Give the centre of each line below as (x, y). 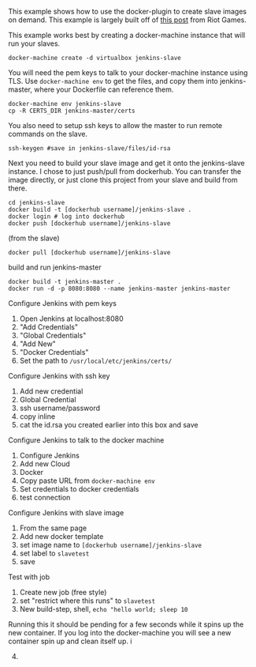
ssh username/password (60, 408)
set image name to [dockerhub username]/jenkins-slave (111, 545)
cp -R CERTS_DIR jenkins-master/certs (72, 111)
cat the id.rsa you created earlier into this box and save (109, 425)
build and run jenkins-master (55, 267)
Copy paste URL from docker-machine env (87, 480)
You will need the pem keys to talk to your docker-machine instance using (128, 73)
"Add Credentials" (49, 327)
